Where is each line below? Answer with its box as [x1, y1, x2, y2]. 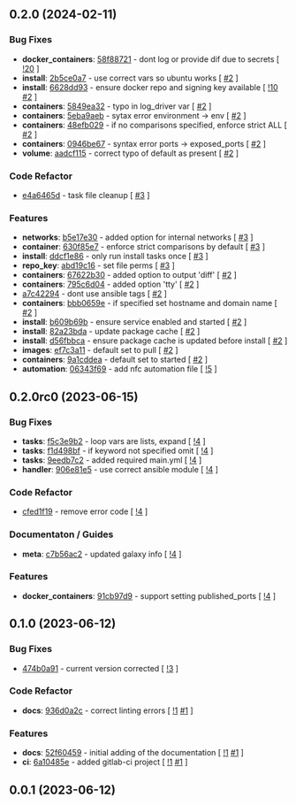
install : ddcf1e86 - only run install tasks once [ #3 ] [21, 251, 209, 262]
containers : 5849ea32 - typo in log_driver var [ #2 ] [21, 101, 212, 111]
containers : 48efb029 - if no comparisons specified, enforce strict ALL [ [21, 119, 287, 130]
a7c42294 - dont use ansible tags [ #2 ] [21, 288, 168, 299]
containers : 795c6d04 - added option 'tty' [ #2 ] [21, 279, 200, 290]
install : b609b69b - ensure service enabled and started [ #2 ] [21, 317, 247, 327]
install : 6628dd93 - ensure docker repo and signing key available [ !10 [21, 81, 278, 92]
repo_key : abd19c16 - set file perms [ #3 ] [21, 260, 175, 271]
